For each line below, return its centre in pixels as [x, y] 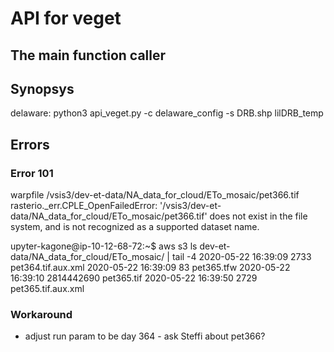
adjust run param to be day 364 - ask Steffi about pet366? [145, 336]
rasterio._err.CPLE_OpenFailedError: [84, 206]
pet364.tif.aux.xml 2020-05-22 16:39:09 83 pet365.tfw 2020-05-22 [150, 268]
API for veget [66, 18]
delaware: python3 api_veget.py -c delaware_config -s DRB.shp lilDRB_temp [167, 113]
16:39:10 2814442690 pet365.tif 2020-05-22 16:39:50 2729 [134, 278]
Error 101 [32, 173]
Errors [30, 144]
